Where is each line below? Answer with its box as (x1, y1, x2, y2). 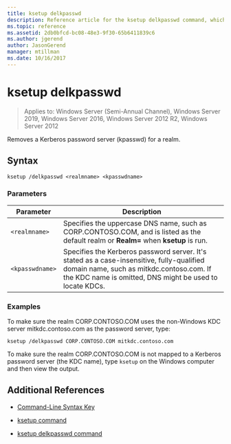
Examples (7, 302, 41, 311)
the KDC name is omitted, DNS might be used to (63, 272, 218, 282)
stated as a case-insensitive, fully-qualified (63, 255, 205, 265)
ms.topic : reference (7, 23, 67, 30)
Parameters (7, 189, 47, 199)
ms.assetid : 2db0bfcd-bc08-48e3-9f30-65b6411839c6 (7, 29, 155, 36)
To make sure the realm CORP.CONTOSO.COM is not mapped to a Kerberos (7, 350, 221, 358)
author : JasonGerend (7, 42, 67, 49)
